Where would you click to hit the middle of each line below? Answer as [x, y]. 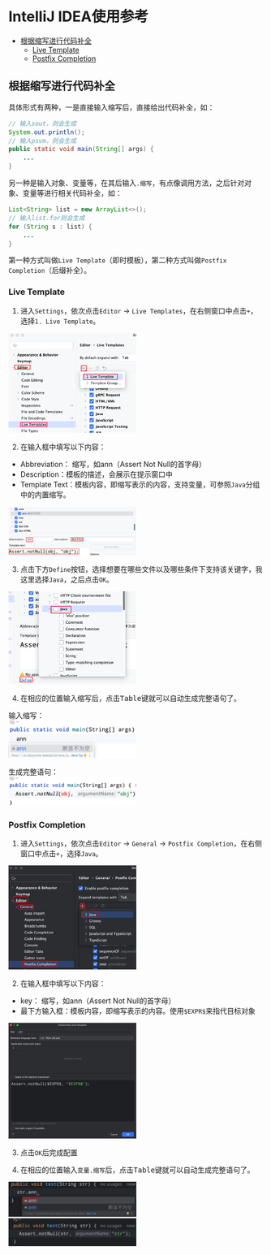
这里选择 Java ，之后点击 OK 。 [67, 580]
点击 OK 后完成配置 [49, 1153]
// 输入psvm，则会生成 [43, 141]
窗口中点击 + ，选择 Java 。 [61, 854]
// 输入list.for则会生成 [47, 218]
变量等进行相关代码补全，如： [72, 193]
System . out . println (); [47, 132]
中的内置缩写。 [45, 495]
